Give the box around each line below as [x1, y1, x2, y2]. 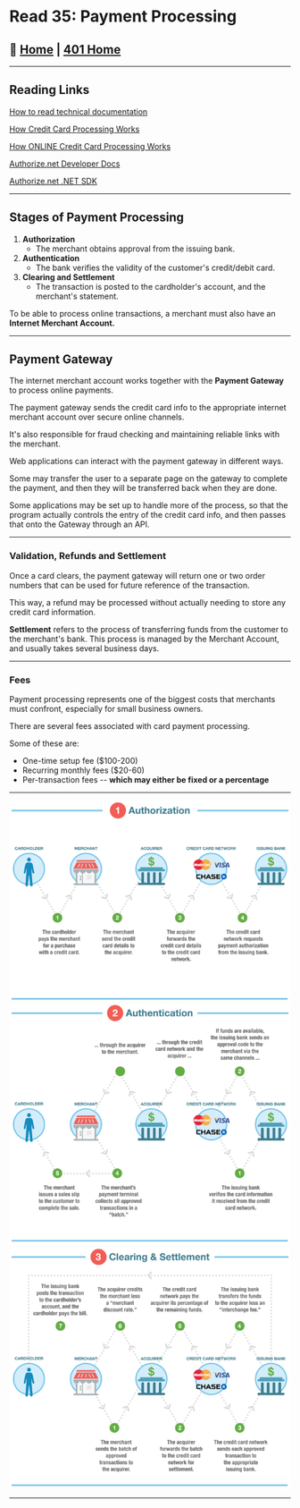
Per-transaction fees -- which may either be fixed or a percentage [21, 775, 270, 785]
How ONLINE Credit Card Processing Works [9, 140, 171, 151]
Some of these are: [9, 738, 79, 749]
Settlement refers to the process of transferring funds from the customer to [9, 623, 288, 634]
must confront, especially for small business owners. [9, 704, 204, 715]
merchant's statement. [35, 291, 119, 301]
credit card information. [9, 606, 96, 617]
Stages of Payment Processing [9, 210, 185, 225]
